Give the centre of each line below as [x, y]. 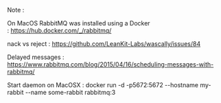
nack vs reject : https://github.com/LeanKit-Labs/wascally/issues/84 [104, 44]
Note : [16, 10]
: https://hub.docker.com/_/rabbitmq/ [59, 31]
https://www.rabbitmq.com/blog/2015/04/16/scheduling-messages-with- [110, 64]
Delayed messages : [36, 57]
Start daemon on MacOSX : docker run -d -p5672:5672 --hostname [103, 85]
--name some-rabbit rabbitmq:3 [70, 92]
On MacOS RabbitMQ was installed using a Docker [79, 23]
